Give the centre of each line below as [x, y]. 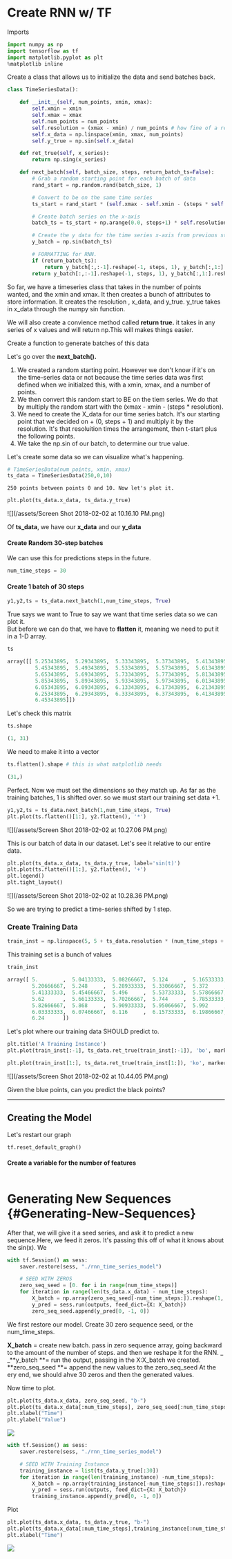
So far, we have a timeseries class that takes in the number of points [104, 287]
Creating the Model [49, 1118]
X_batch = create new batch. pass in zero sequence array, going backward [115, 1345]
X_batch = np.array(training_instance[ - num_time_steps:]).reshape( [131, 1484]
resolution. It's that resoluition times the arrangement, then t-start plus [117, 428]
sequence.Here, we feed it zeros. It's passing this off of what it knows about [116, 1240]
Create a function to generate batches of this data [78, 343]
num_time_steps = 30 [37, 571]
